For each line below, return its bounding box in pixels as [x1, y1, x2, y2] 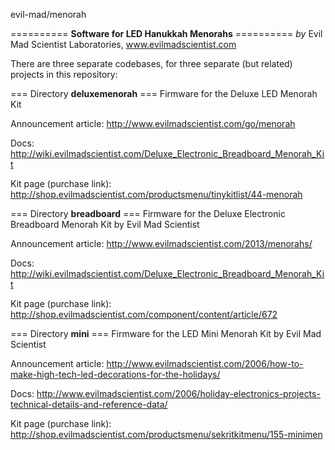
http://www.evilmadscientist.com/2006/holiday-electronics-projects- [36, 388, 321, 399]
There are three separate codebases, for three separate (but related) [10, 58, 293, 69]
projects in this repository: [10, 69, 118, 80]
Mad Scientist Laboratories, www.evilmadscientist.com [10, 39, 237, 50]
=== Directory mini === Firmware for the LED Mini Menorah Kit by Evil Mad [10, 328, 322, 339]
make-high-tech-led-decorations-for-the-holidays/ [10, 369, 221, 380]
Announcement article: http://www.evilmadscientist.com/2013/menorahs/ [10, 238, 313, 249]
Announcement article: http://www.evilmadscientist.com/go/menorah [10, 118, 296, 129]
